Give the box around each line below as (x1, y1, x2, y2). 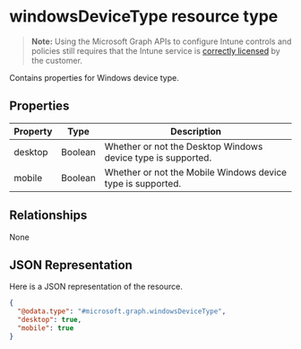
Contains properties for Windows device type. (9, 72, 179, 83)
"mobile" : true (17, 324, 74, 333)
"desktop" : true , (17, 316, 82, 325)
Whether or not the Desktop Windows (104, 140, 263, 153)
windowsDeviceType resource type (9, 6, 279, 27)
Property (13, 125, 53, 137)
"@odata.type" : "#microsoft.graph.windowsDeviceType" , (17, 307, 227, 316)
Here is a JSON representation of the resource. (9, 281, 184, 292)
